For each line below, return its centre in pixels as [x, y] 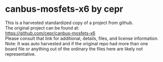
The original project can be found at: [42, 28]
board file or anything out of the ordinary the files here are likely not [74, 49]
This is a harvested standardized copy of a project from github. [69, 23]
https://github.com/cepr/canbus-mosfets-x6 [50, 33]
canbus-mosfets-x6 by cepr [64, 9]
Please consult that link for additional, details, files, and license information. [82, 38]
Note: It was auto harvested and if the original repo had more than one [77, 43]
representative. [20, 54]
